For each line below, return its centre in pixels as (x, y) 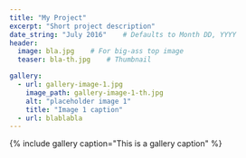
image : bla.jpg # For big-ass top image (100, 51)
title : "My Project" (48, 18)
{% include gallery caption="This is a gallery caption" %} (116, 144)
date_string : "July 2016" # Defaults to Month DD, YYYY (123, 34)
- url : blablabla (50, 118)
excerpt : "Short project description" (82, 26)
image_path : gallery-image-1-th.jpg (95, 93)
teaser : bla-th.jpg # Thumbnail (85, 60)
